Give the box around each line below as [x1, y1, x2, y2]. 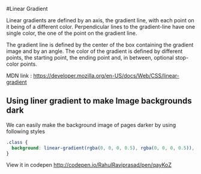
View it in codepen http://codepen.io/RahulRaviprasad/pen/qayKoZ [6, 161, 172, 169]
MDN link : [6, 72, 32, 79]
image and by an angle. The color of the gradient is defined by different [6, 48, 183, 55]
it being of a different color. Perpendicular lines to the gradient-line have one [6, 23, 196, 30]
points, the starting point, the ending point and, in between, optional [6, 54, 174, 61]
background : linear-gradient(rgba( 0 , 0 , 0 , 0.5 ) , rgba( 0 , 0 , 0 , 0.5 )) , [11, 144, 195, 151]
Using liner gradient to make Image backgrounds [6, 96, 192, 106]
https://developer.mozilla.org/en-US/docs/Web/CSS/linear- [32, 72, 180, 79]
